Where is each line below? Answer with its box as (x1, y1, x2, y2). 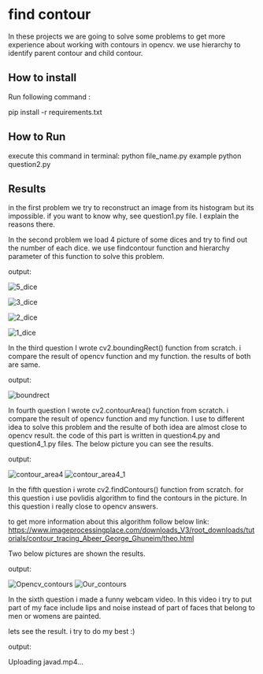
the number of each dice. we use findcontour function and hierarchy (8, 243, 231, 253)
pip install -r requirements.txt (8, 107, 102, 117)
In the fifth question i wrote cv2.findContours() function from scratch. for (8, 485, 244, 494)
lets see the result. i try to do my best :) (8, 627, 135, 636)
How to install (8, 71, 77, 84)
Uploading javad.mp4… (8, 657, 84, 667)
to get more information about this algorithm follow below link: (8, 517, 210, 527)
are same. (8, 360, 41, 369)
